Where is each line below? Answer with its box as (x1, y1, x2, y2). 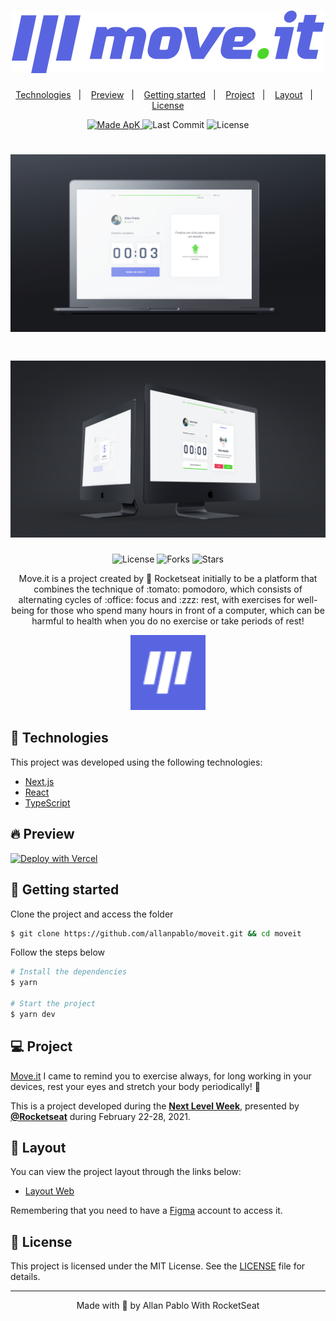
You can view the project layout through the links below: (10, 1166, 242, 1178)
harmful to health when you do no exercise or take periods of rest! (31, 615, 305, 627)
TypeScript (24, 796, 71, 809)
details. (10, 1271, 41, 1283)
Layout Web (24, 1185, 75, 1197)
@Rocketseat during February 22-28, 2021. (10, 1110, 191, 1122)
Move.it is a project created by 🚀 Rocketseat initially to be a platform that (18, 573, 318, 585)
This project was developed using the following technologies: (10, 756, 263, 768)
